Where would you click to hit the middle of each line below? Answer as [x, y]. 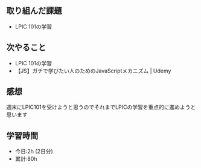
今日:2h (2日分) [34, 151]
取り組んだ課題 [34, 11]
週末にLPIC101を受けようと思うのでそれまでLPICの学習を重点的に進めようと [101, 107]
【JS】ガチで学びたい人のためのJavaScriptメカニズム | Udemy [93, 71]
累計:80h [26, 159]
